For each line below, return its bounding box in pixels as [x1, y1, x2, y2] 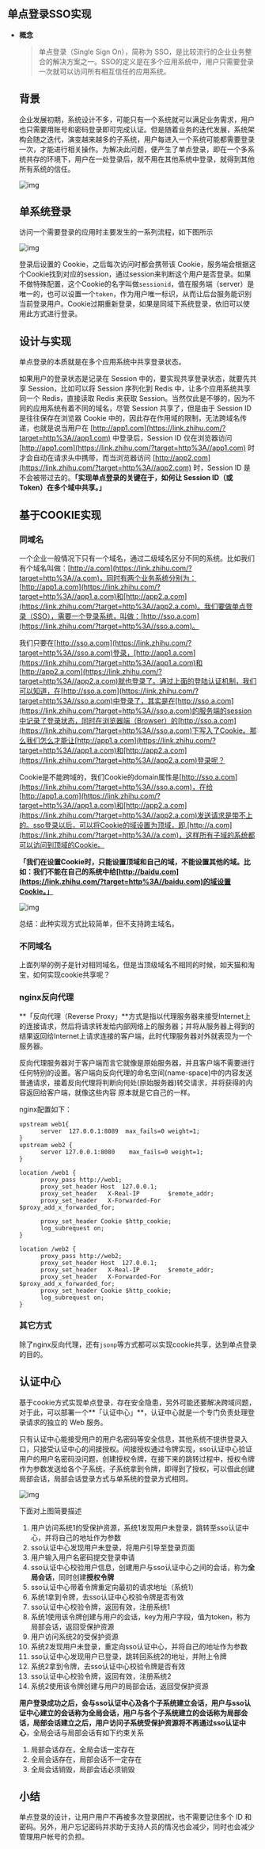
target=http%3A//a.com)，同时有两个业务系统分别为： [18, 573, 197, 582]
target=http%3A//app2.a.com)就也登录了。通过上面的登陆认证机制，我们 [18, 676, 257, 685]
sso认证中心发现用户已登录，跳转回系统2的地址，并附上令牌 [30, 1651, 227, 1661]
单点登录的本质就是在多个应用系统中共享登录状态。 [18, 357, 186, 367]
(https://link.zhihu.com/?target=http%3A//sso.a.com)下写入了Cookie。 [18, 726, 250, 735]
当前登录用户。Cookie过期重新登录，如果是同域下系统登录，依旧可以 [18, 299, 244, 309]
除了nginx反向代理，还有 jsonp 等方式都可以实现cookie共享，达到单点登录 [18, 1340, 257, 1349]
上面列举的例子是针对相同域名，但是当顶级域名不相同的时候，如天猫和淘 [18, 960, 255, 970]
